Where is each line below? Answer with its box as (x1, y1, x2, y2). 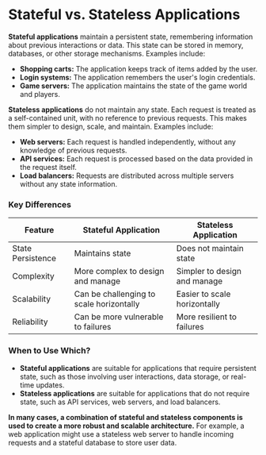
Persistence (12, 253, 57, 264)
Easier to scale (176, 288, 231, 299)
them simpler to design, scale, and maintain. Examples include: (8, 121, 214, 131)
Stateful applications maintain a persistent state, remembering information (8, 32, 253, 41)
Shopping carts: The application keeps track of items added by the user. (19, 64, 258, 73)
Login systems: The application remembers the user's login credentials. (19, 72, 256, 82)
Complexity (12, 271, 55, 282)
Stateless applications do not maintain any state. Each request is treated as (8, 105, 256, 114)
